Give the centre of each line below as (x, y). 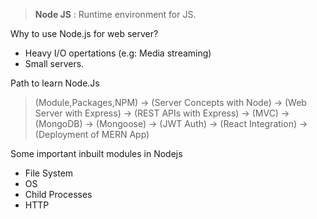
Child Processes (58, 194)
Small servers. (54, 63)
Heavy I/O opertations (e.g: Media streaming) (118, 53)
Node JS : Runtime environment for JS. (115, 14)
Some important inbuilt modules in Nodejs (96, 153)
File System (49, 173)
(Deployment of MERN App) (92, 134)
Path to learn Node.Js (55, 83)
